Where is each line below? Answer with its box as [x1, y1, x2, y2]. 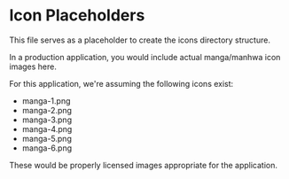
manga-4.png [21, 123, 73, 134]
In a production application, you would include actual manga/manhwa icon [9, 51, 281, 62]
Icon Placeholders [9, 5, 145, 26]
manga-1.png [21, 95, 71, 106]
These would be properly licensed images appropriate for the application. [9, 160, 277, 170]
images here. [9, 61, 58, 72]
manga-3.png [21, 114, 73, 125]
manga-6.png [21, 143, 73, 153]
